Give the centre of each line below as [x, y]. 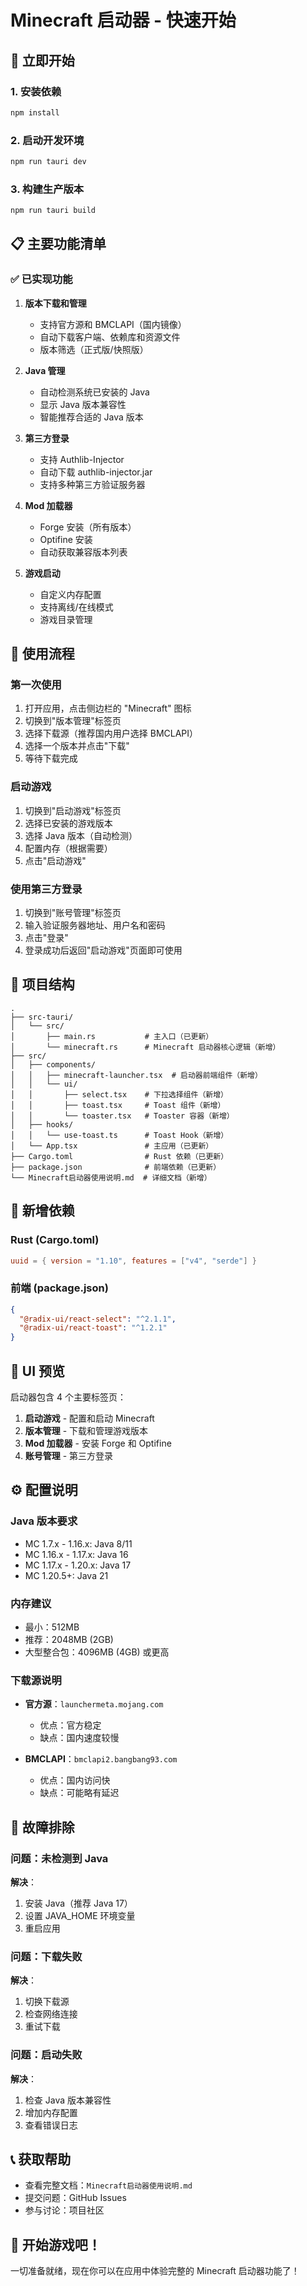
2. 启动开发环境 [47, 140]
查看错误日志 [51, 2125]
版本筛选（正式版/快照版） [94, 349]
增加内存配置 [51, 2112]
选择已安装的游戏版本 [68, 823]
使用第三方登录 [46, 889]
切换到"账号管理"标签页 [73, 913]
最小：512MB [52, 1627]
